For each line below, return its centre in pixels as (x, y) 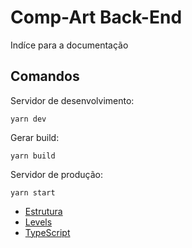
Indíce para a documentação (69, 45)
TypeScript (47, 232)
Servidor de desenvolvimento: (72, 100)
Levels (38, 222)
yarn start (33, 192)
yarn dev (28, 119)
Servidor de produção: (57, 174)
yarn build (33, 156)
